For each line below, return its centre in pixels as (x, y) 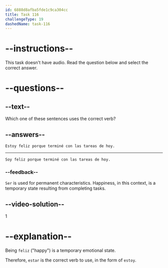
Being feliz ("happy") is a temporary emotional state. (60, 250)
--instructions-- (39, 49)
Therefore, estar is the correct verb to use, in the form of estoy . (71, 260)
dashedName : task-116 (28, 24)
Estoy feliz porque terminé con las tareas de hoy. (60, 146)
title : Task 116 (22, 15)
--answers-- (25, 134)
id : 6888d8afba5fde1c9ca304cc (37, 10)
